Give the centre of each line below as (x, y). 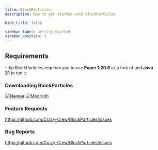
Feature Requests (26, 109)
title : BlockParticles (28, 9)
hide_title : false (24, 23)
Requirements (27, 56)
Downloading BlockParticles (39, 85)
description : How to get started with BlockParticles (61, 14)
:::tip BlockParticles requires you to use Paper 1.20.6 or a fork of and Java (79, 67)
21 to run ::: (16, 73)
